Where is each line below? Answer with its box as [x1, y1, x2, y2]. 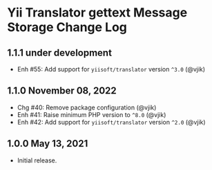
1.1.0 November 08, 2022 [7, 85, 117, 97]
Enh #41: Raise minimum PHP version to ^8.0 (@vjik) [17, 110, 166, 118]
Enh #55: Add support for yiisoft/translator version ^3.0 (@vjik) [17, 65, 206, 73]
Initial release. [17, 156, 57, 164]
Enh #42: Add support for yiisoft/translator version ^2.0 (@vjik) [17, 118, 206, 126]
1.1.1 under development [7, 47, 113, 59]
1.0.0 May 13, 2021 [7, 138, 88, 149]
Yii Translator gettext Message [7, 5, 188, 21]
